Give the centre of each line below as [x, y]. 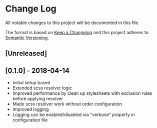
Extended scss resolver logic [42, 88]
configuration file [30, 120]
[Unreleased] [26, 53]
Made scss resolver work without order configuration [67, 104]
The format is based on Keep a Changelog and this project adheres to [77, 32]
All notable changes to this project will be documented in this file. [72, 23]
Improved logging [30, 109]
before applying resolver [38, 99]
